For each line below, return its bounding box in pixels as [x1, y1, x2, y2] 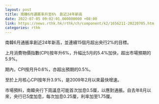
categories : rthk [5, 26, 41, 30]
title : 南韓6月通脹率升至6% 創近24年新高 [5, 12, 83, 17]
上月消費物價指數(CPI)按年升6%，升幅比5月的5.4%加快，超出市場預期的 [5, 50, 151, 56]
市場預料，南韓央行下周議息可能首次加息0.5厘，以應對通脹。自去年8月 [5, 87, 147, 93]
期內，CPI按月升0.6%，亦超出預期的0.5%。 [5, 67, 93, 73]
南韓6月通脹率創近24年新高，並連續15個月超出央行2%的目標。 [5, 40, 132, 46]
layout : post [5, 7, 32, 12]
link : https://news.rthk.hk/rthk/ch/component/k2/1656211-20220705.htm [5, 21, 154, 26]
